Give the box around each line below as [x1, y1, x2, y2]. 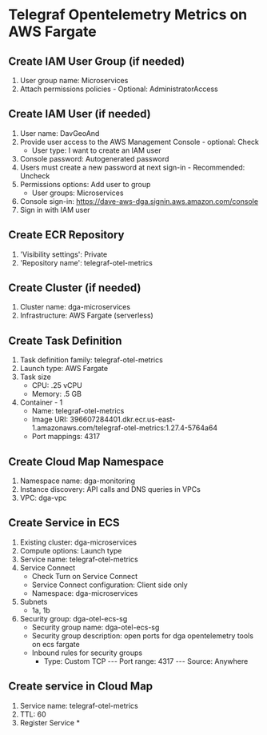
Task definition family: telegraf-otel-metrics [19, 355, 164, 365]
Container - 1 [19, 397, 63, 407]
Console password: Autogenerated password [19, 154, 169, 163]
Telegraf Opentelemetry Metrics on [8, 6, 248, 24]
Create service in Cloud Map [8, 680, 153, 693]
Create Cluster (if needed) [8, 282, 141, 295]
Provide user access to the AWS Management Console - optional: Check [19, 137, 260, 146]
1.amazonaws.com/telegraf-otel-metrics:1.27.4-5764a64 [31, 423, 218, 433]
